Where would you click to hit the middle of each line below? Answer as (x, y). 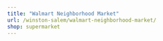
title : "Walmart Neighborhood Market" (63, 14)
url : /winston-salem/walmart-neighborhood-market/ (82, 20)
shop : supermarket (34, 26)
